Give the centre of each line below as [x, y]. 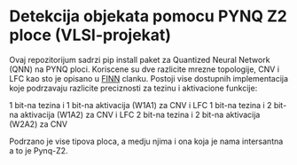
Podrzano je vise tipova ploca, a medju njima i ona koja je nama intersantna [146, 141]
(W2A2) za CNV [39, 124]
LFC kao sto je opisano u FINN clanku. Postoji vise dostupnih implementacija [149, 78]
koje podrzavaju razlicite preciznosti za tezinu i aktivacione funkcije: [133, 88]
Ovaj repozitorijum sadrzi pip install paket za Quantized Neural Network [140, 59]
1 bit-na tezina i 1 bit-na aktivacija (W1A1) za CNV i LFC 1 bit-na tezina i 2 [141, 105]
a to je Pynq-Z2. [39, 150]
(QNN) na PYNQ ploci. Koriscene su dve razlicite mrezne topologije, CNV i [145, 69]
